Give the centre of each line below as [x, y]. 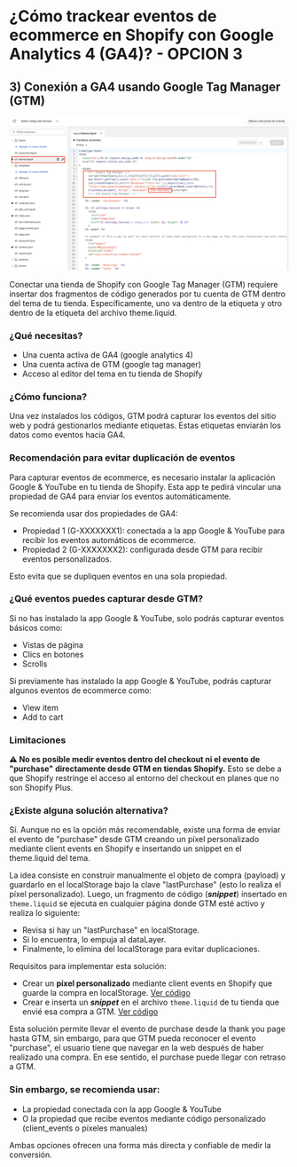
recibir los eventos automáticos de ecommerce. [109, 540]
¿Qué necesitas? [46, 335]
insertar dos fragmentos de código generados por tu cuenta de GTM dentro [148, 294]
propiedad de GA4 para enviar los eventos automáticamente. [121, 496]
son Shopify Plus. [41, 788]
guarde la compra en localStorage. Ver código [106, 993]
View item [40, 707]
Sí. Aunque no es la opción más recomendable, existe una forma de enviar [145, 830]
